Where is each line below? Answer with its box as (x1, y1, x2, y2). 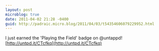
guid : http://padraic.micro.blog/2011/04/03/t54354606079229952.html (5, 21, 155, 26)
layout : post (5, 7, 33, 12)
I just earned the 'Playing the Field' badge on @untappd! (5, 35, 123, 41)
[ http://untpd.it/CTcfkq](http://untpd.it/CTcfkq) (5, 40, 102, 46)
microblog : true (5, 12, 39, 17)
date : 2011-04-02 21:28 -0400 (5, 16, 69, 21)
